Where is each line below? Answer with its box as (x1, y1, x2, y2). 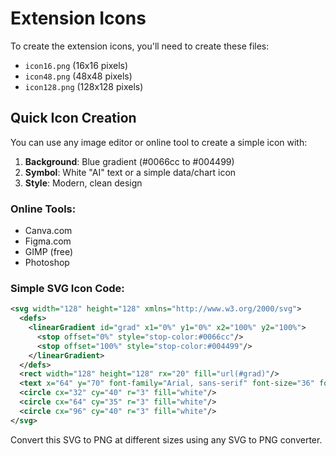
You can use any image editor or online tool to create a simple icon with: (10, 136, 308, 148)
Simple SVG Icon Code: (10, 281, 125, 295)
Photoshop (24, 257, 70, 269)
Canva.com (24, 225, 73, 237)
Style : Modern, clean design (24, 177, 143, 189)
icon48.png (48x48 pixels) (24, 70, 133, 82)
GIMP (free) (24, 246, 74, 258)
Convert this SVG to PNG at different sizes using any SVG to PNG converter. (10, 433, 323, 446)
